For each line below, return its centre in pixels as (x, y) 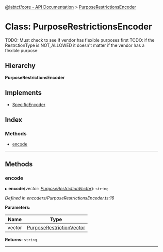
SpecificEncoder (29, 105)
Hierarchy (20, 66)
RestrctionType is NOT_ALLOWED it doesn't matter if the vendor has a (75, 45)
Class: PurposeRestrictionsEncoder (79, 27)
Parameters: (18, 207)
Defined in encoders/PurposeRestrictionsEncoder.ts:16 (60, 198)
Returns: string (21, 239)
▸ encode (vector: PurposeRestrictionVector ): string (57, 188)
